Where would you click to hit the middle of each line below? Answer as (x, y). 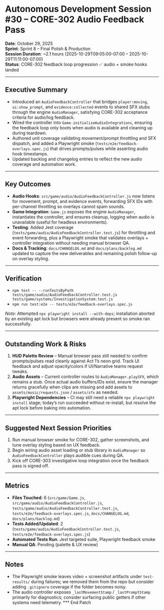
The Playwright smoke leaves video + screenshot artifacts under (77, 576)
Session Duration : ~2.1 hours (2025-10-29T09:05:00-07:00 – (67, 54)
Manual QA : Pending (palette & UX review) (55, 544)
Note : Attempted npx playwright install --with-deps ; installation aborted (80, 314)
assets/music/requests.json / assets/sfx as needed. (65, 392)
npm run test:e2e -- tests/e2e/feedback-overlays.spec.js (72, 305)
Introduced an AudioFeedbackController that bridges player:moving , (80, 102)
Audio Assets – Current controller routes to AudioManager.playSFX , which (85, 377)
